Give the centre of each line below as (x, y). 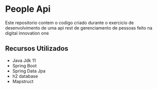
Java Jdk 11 (24, 60)
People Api (28, 9)
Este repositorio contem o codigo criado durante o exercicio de (70, 23)
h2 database (25, 76)
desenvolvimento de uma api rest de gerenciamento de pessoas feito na (79, 28)
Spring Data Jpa (29, 71)
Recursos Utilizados (37, 48)
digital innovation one (27, 33)
